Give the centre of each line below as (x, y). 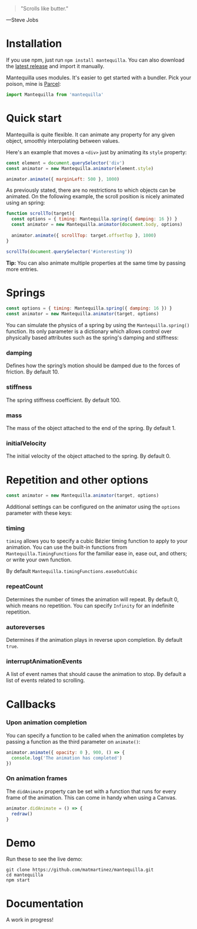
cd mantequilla (25, 875)
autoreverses (26, 627)
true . (12, 646)
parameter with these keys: (39, 513)
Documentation (45, 903)
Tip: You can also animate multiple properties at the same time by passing (96, 263)
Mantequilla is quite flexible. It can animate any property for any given (91, 134)
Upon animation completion (46, 722)
